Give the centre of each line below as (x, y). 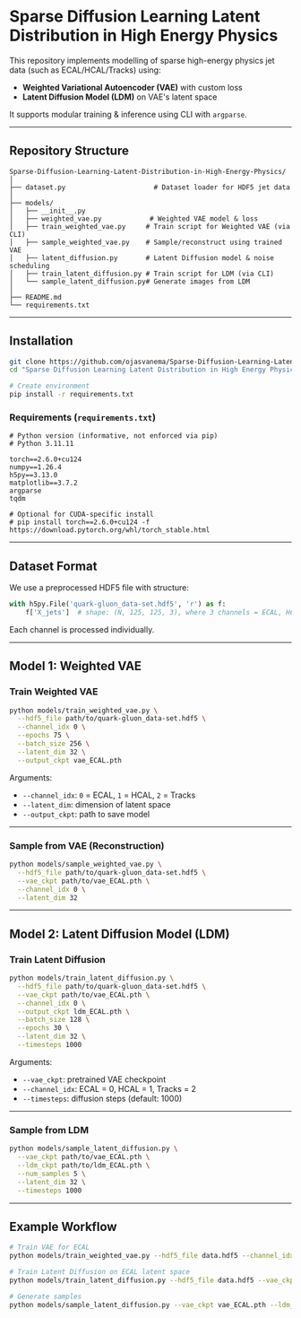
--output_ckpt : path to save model (86, 814)
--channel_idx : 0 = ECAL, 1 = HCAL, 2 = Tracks (109, 795)
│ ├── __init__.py (48, 211)
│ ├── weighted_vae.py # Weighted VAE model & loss (133, 218)
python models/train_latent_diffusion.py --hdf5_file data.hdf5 (132, 1280)
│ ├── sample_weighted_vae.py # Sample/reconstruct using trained (146, 242)
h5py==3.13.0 (34, 476)
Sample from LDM (49, 1130)
